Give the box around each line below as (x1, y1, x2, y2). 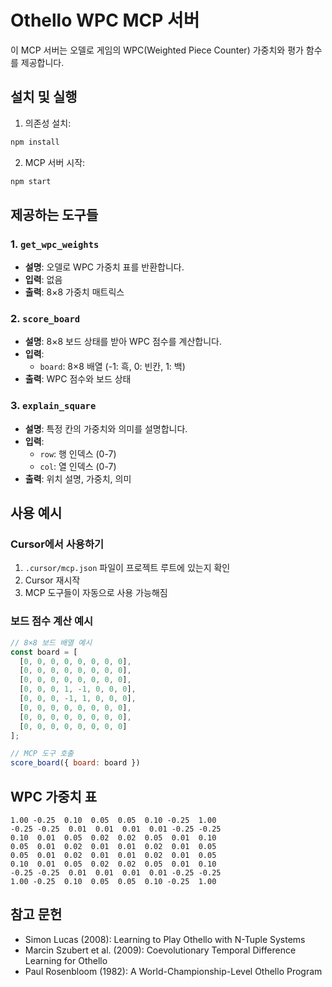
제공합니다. (20, 56, 65, 68)
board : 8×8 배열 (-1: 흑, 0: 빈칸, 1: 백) (39, 361, 186, 373)
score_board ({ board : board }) (10, 758, 141, 768)
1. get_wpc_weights (10, 237, 100, 251)
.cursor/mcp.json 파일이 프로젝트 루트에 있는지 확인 (24, 562, 231, 574)
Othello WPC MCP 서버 (10, 9, 200, 32)
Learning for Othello (24, 954, 108, 966)
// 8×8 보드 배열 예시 (10, 637, 93, 648)
